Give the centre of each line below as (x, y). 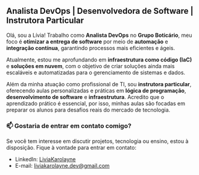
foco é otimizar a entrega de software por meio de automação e (87, 41)
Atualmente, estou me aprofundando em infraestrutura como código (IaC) (99, 59)
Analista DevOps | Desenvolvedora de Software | (100, 11)
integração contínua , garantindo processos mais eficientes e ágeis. (91, 48)
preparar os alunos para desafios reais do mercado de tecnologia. (88, 110)
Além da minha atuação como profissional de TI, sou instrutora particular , (99, 84)
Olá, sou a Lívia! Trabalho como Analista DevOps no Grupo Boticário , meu (99, 35)
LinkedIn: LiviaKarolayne (45, 159)
